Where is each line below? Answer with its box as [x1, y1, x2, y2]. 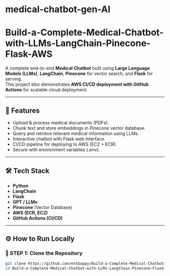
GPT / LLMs [12, 199, 38, 205]
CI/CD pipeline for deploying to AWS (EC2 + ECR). [12, 141, 117, 147]
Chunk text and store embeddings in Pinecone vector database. [12, 125, 146, 131]
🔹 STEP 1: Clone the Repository [5, 250, 82, 257]
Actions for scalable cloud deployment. [5, 87, 88, 93]
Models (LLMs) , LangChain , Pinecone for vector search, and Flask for [5, 71, 153, 77]
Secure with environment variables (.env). [12, 146, 100, 153]
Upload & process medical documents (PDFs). [12, 119, 109, 125]
